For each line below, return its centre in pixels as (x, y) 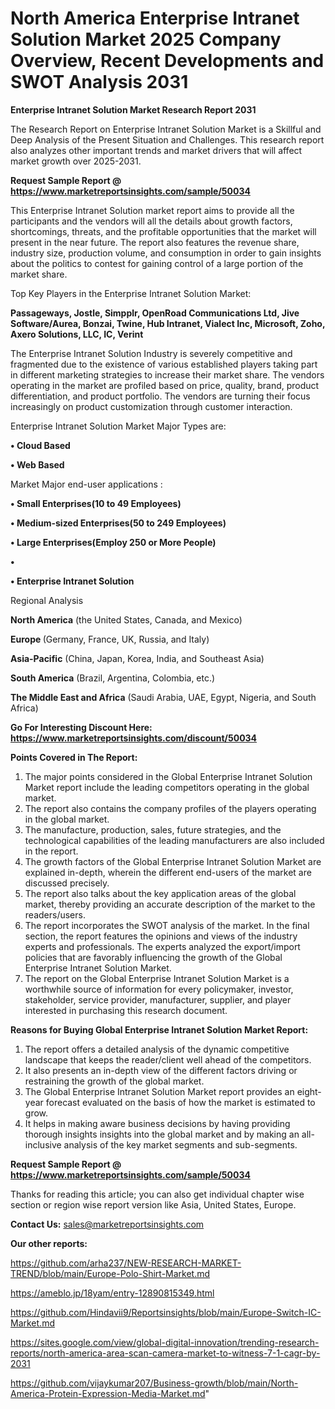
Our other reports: (49, 1243)
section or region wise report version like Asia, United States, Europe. (153, 1204)
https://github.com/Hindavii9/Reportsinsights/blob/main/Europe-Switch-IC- (166, 1312)
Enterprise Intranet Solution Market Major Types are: (118, 426)
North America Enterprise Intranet (155, 18)
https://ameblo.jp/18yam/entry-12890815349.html (112, 1293)
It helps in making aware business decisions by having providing (157, 1123)
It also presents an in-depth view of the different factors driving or (161, 1070)
